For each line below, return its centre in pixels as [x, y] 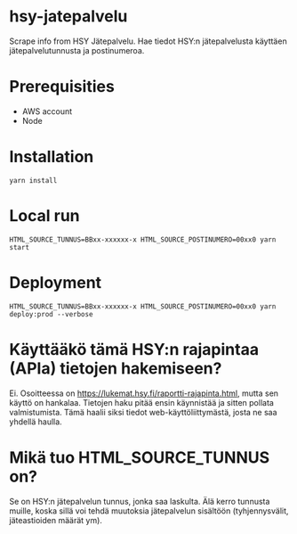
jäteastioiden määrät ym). [56, 520]
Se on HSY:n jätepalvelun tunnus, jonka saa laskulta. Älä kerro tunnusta [140, 501]
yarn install [33, 180]
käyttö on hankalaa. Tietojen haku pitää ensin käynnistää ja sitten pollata [141, 402]
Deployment [56, 282]
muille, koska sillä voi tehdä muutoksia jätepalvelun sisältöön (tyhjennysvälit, [149, 511]
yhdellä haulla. [36, 422]
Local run [44, 216]
